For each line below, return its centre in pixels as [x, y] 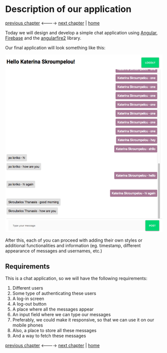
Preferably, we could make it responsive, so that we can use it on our [83, 320]
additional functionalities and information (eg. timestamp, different [73, 245]
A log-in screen [28, 299]
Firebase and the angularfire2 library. [43, 38]
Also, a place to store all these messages [54, 331]
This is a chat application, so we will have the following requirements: [76, 279]
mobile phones [28, 325]
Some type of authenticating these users [54, 294]
